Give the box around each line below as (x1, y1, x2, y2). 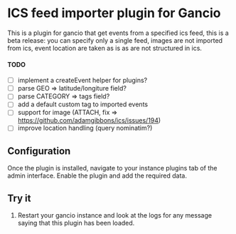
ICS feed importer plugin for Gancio (7, 5, 222, 21)
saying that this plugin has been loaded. (17, 219, 135, 228)
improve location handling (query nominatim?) (17, 123, 153, 133)
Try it (7, 192, 31, 204)
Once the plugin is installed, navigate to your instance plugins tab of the (7, 164, 218, 173)
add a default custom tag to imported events (17, 100, 148, 108)
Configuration (7, 145, 71, 157)
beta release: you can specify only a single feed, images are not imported (7, 36, 222, 44)
